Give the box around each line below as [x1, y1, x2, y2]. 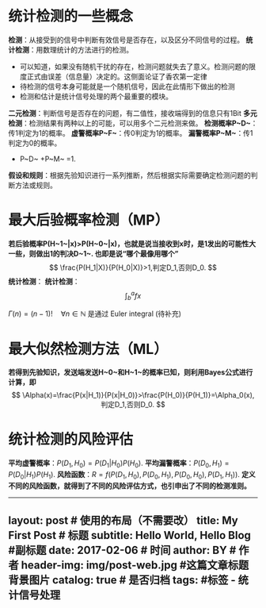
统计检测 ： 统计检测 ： [8, 276, 80, 286]
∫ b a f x [124, 289, 142, 302]
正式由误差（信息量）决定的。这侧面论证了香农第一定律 [26, 71, 207, 81]
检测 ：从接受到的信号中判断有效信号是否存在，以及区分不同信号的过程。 [8, 35, 244, 44]
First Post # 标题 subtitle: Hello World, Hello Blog [8, 529, 252, 542]
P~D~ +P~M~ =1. [19, 154, 77, 164]
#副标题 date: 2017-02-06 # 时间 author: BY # [8, 544, 237, 557]
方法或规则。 [14, 180, 57, 190]
